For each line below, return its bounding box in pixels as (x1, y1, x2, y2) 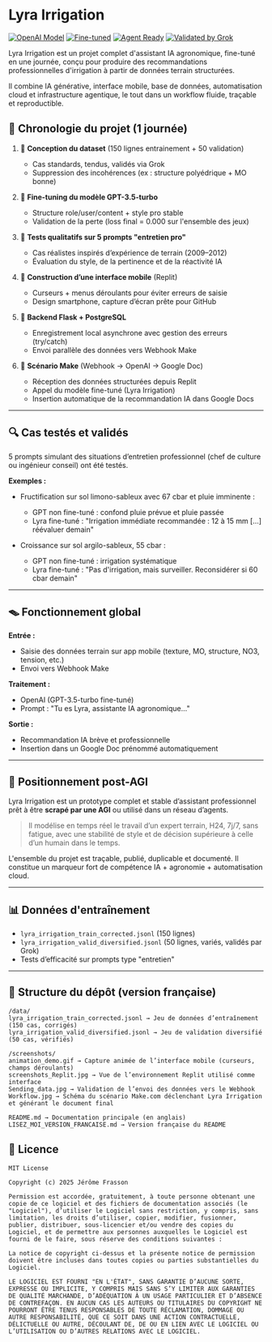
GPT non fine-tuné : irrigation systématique (32, 555, 177, 565)
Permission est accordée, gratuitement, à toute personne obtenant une (8, 1192, 255, 1201)
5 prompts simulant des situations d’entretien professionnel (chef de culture (8, 452, 261, 461)
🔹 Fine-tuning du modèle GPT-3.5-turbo (19, 192, 159, 202)
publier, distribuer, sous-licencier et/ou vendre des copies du (8, 1220, 233, 1229)
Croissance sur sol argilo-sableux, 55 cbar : (19, 540, 166, 550)
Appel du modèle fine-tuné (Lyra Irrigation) (32, 385, 176, 395)
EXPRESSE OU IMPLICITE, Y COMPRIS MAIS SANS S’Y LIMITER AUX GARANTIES (8, 1284, 255, 1293)
